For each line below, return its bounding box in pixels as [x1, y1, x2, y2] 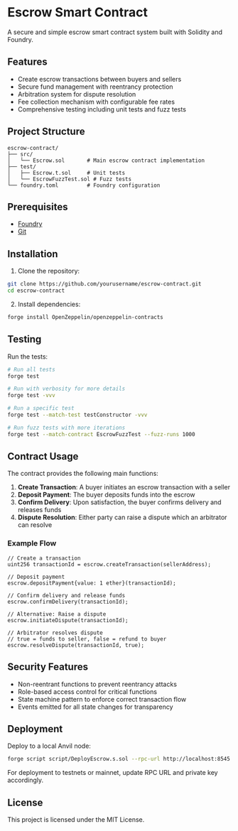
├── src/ [7, 151, 33, 158]
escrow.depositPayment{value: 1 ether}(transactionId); [7, 580, 176, 587]
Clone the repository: [17, 267, 80, 276]
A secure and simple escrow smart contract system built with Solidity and [7, 28, 222, 36]
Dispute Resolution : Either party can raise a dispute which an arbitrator [17, 513, 227, 522]
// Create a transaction [7, 555, 81, 562]
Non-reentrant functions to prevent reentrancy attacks [17, 680, 178, 688]
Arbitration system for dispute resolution [17, 89, 136, 98]
